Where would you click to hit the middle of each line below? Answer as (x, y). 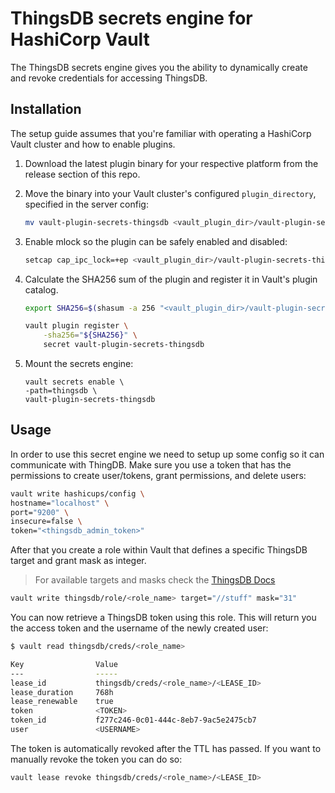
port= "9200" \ (40, 512)
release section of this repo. (82, 174)
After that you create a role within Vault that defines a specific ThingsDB (159, 550)
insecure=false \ (46, 522)
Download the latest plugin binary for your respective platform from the (171, 163)
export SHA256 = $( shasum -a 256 (90, 308)
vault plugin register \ (76, 326)
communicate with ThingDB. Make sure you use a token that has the (151, 464)
